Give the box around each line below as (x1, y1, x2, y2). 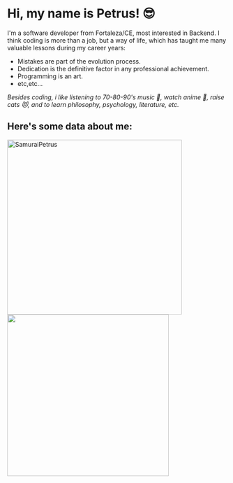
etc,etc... (17, 79, 43, 87)
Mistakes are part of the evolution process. (17, 57, 141, 65)
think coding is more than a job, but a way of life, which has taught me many (7, 36, 227, 44)
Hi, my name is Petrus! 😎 (7, 6, 156, 22)
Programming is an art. (17, 72, 84, 80)
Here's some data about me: (7, 121, 133, 133)
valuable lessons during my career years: (7, 43, 126, 52)
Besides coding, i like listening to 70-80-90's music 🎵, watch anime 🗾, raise (7, 93, 225, 101)
